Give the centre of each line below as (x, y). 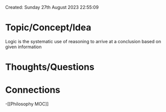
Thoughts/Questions (50, 67)
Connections (33, 90)
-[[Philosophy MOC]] (27, 104)
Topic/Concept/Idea (48, 28)
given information (23, 47)
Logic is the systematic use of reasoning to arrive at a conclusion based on (83, 41)
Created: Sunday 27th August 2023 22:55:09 (52, 7)
